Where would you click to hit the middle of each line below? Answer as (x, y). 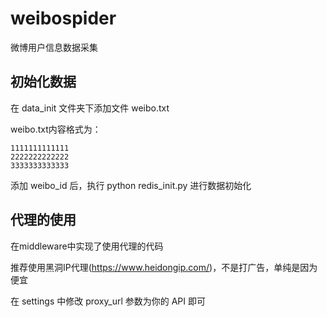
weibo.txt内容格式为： (56, 129)
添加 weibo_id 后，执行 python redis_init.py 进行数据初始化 (131, 185)
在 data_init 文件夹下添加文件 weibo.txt (90, 108)
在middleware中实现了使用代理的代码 (87, 246)
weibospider (63, 18)
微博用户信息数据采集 (54, 47)
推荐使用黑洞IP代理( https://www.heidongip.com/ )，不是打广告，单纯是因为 (164, 267)
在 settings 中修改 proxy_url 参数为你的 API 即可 (108, 301)
